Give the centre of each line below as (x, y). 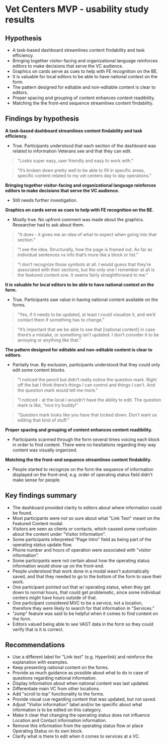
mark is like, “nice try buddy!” (47, 405)
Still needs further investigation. (45, 200)
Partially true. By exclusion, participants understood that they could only (86, 364)
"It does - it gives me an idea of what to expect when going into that (87, 234)
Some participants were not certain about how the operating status (81, 560)
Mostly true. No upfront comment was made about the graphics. (78, 219)
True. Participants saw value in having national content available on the (85, 299)
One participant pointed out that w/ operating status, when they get (81, 587)
